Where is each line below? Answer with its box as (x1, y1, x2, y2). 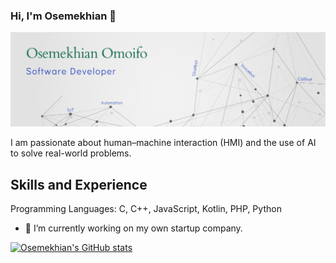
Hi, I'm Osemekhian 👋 (10, 9, 117, 23)
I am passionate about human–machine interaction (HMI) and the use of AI (10, 137, 317, 149)
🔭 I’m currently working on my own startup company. (24, 222, 243, 234)
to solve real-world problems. (10, 147, 132, 159)
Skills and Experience (10, 176, 148, 193)
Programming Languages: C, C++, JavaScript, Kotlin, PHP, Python (10, 203, 282, 215)
